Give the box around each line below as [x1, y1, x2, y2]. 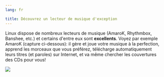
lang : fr [5, 7, 23, 12]
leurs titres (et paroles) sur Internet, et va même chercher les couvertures [5, 51, 156, 57]
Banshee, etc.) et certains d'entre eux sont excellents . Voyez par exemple [5, 35, 158, 41]
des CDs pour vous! [5, 56, 46, 62]
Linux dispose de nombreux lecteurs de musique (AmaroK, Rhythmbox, [5, 30, 152, 36]
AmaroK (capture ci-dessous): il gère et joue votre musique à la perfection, [5, 40, 159, 46]
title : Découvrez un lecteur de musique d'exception [5, 16, 117, 21]
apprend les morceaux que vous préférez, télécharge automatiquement [5, 46, 152, 52]
